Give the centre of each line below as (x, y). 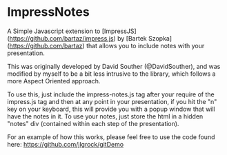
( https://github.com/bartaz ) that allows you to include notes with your (106, 45)
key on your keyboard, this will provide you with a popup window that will (111, 109)
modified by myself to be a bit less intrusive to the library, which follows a (111, 74)
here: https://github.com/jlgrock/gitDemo (66, 144)
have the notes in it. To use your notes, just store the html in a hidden (105, 116)
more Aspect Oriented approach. (54, 81)
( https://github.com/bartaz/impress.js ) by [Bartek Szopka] (90, 38)
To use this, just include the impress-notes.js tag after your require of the (111, 94)
